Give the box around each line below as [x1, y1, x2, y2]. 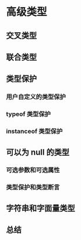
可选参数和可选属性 [6, 166, 60, 174]
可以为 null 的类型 [6, 147, 70, 157]
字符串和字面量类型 [6, 203, 75, 213]
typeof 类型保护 [6, 110, 51, 118]
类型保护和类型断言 [6, 183, 60, 191]
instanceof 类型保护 [6, 127, 63, 135]
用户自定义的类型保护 [6, 93, 66, 101]
